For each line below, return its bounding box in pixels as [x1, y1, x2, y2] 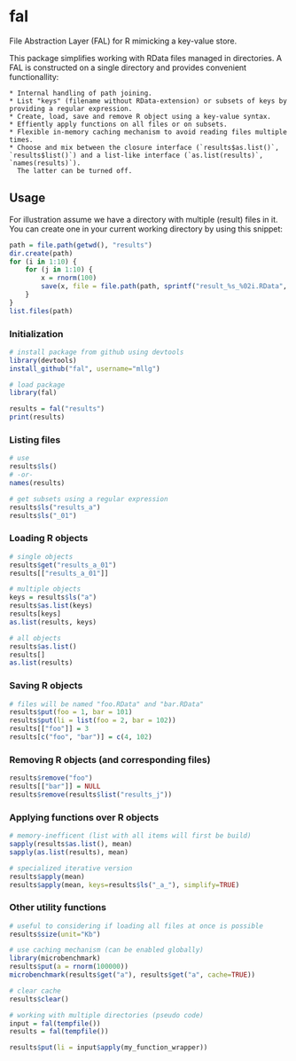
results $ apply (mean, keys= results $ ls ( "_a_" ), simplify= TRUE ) [9, 880, 240, 889]
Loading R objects [9, 532, 89, 545]
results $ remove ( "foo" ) [9, 774, 93, 782]
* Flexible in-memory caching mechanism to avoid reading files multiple [9, 127, 288, 137]
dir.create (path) [9, 248, 74, 258]
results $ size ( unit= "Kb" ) [9, 930, 101, 939]
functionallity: [9, 71, 59, 82]
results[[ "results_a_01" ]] [9, 569, 109, 578]
